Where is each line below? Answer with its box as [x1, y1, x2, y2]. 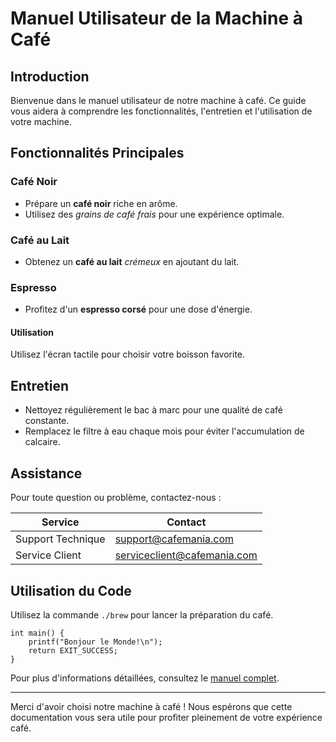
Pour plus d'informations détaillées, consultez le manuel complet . [10, 672, 280, 684]
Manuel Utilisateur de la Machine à [10, 7, 303, 30]
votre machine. [10, 116, 72, 127]
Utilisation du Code [10, 582, 132, 599]
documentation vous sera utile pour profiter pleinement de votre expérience [10, 711, 323, 723]
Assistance [10, 465, 83, 482]
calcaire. [24, 436, 61, 448]
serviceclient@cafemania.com [114, 548, 258, 562]
